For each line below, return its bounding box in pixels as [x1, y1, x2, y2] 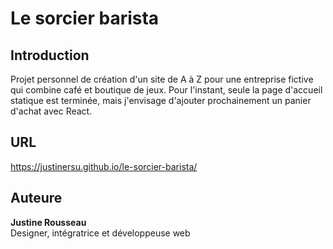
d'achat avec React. [10, 105, 93, 117]
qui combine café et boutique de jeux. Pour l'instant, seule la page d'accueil [10, 84, 323, 96]
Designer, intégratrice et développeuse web [10, 227, 191, 239]
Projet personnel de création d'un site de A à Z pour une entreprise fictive [10, 73, 314, 85]
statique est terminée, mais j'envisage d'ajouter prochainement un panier [10, 95, 312, 106]
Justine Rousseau [10, 216, 87, 228]
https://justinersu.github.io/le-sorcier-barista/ [10, 160, 198, 172]
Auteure [10, 190, 63, 207]
